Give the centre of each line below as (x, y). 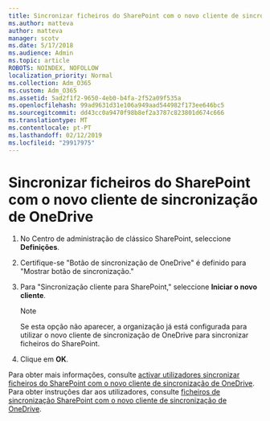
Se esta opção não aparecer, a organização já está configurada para (133, 327)
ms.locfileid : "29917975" (51, 143)
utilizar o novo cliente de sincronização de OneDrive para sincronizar (134, 335)
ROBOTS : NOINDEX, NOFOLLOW (53, 68)
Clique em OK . (44, 359)
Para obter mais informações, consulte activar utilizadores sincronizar (124, 375)
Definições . (40, 247)
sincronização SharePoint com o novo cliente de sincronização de (118, 401)
